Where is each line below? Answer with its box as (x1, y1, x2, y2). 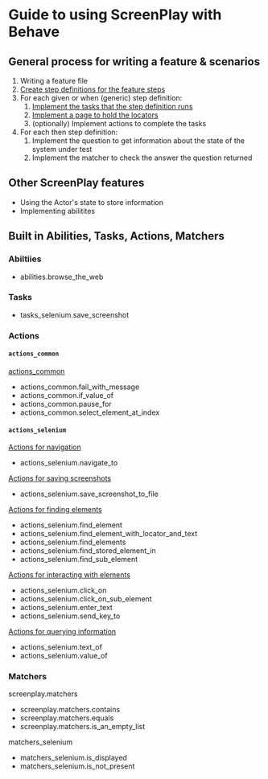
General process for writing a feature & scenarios (8, 55, 260, 68)
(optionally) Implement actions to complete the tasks (31, 119, 207, 128)
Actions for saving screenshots (8, 474, 112, 483)
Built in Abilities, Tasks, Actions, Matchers (8, 229, 225, 243)
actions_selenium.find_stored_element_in (19, 546, 157, 556)
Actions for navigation (8, 442, 82, 452)
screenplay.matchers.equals (19, 713, 114, 723)
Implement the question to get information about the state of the (31, 136, 245, 146)
